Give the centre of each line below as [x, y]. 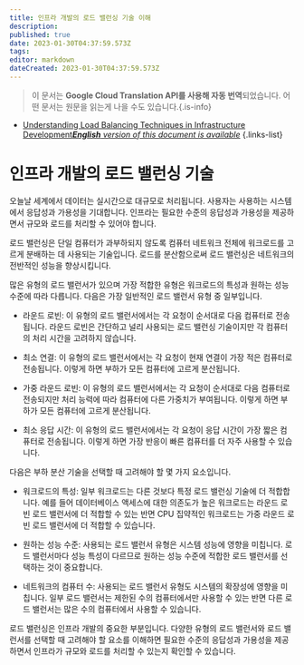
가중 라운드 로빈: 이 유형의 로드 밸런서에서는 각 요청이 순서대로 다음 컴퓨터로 [157, 387]
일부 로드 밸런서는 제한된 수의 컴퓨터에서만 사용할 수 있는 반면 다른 [166, 597]
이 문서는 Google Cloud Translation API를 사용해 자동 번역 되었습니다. [156, 95]
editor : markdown [42, 60]
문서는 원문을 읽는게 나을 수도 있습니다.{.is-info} [127, 106]
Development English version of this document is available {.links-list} [152, 134]
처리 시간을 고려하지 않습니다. [84, 337]
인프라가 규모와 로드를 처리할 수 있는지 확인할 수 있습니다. [135, 650]
